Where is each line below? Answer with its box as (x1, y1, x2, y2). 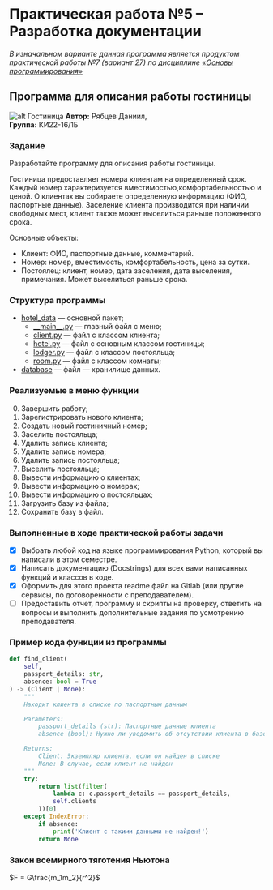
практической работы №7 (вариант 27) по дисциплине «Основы (9, 58, 234, 67)
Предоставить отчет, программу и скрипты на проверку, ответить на (20, 599, 262, 609)
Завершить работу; (20, 403, 88, 413)
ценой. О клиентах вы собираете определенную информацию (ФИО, (9, 191, 248, 201)
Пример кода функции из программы (9, 637, 167, 648)
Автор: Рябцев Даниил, (65, 111, 147, 121)
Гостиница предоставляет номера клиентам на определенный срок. (9, 174, 247, 184)
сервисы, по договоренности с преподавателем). (20, 590, 194, 600)
